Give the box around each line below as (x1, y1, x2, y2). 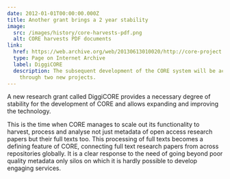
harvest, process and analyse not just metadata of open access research (7, 128, 213, 136)
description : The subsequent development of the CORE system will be (13, 67, 216, 74)
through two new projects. (19, 73, 97, 81)
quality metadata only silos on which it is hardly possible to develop (7, 157, 197, 165)
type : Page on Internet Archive (13, 55, 106, 62)
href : (13, 49, 29, 56)
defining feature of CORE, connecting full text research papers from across (7, 142, 219, 151)
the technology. (7, 107, 51, 115)
